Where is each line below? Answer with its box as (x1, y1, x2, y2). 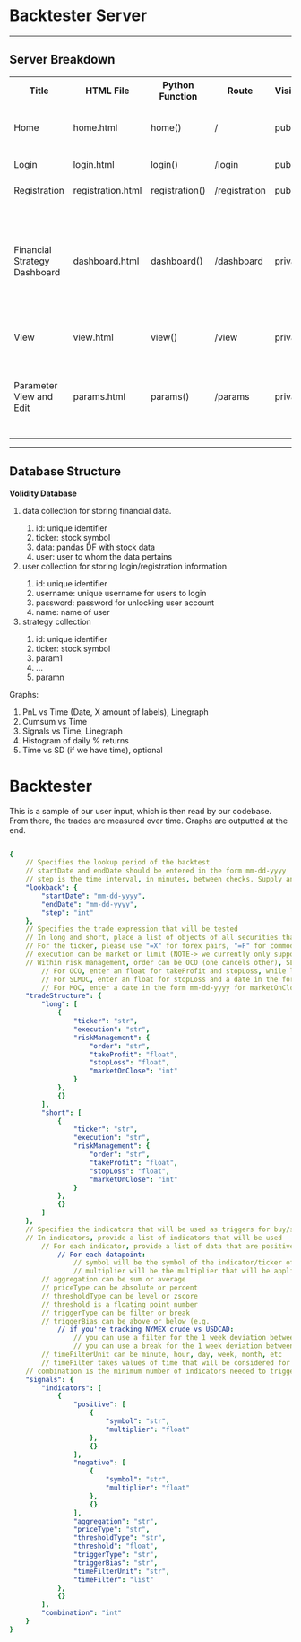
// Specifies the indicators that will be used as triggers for (25, 1225, 271, 1234)
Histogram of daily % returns (21, 734, 130, 745)
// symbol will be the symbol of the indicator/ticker (73, 1258, 282, 1267)
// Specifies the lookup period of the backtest (25, 858, 211, 867)
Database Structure (9, 464, 121, 480)
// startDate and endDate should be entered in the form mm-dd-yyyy (25, 866, 287, 875)
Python (162, 78, 194, 91)
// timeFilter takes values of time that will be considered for (41, 1358, 291, 1368)
